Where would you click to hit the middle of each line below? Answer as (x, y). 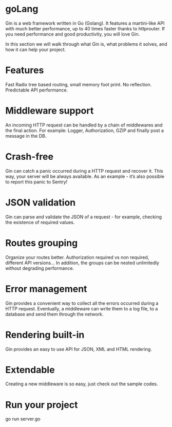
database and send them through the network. (54, 314)
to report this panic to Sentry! (36, 182)
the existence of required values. (40, 222)
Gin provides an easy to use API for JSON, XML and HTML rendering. (79, 349)
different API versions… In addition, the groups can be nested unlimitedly (82, 263)
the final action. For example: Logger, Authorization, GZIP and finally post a (85, 130)
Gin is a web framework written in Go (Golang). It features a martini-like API (85, 23)
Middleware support (50, 111)
